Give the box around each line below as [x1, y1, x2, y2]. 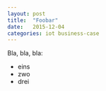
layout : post [7, 10, 46, 17]
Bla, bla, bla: [7, 49, 44, 57]
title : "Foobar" [7, 17, 59, 24]
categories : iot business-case [7, 29, 100, 37]
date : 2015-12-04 [7, 23, 65, 30]
